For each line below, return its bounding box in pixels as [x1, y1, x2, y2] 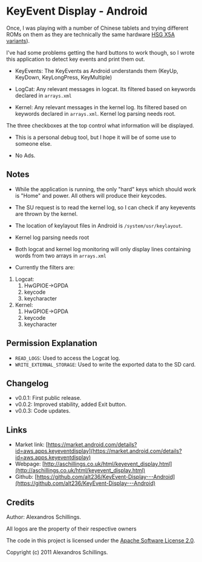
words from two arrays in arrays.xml [15, 252, 107, 259]
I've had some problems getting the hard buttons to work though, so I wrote [6, 49, 195, 56]
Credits [6, 497, 35, 507]
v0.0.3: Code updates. [15, 407, 71, 415]
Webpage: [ [15, 460, 45, 468]
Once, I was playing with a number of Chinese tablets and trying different [6, 24, 189, 32]
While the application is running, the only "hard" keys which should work [15, 185, 197, 192]
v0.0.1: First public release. [15, 394, 82, 402]
